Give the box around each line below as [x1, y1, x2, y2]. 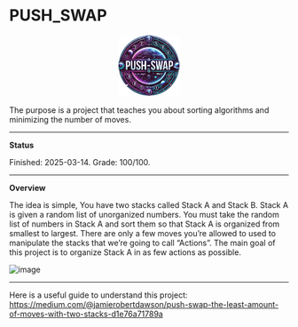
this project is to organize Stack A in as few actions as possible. [9, 246, 242, 258]
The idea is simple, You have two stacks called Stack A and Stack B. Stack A [9, 199, 289, 210]
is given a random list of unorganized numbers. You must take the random [9, 209, 279, 219]
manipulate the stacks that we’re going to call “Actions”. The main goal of [9, 237, 276, 248]
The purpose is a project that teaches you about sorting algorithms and [9, 104, 270, 116]
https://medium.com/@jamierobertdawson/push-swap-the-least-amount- [9, 299, 279, 309]
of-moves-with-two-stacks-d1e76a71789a [9, 308, 164, 319]
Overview [9, 182, 46, 193]
